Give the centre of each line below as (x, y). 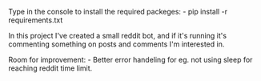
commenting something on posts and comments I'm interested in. (116, 44)
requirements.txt (36, 20)
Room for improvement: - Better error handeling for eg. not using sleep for (130, 60)
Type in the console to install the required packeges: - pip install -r (118, 12)
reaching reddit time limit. (50, 68)
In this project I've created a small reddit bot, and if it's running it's (117, 36)
